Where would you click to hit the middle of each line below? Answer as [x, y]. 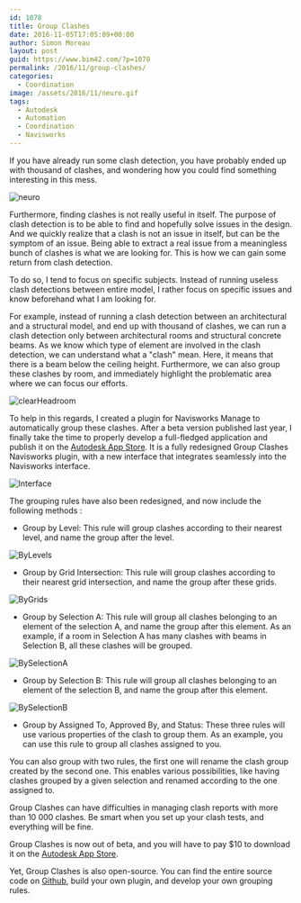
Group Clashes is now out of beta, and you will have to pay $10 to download [150, 844]
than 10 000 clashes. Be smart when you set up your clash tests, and [137, 817]
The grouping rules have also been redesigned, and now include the [136, 501]
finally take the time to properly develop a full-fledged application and [138, 437]
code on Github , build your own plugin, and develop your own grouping [141, 880]
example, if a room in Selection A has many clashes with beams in [144, 636]
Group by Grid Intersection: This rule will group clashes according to [149, 572]
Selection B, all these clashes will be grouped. [107, 646]
